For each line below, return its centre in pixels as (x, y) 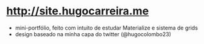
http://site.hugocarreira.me (78, 11)
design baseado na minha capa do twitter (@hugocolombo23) (93, 34)
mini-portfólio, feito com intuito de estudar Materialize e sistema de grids (106, 28)
